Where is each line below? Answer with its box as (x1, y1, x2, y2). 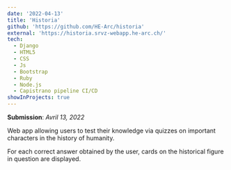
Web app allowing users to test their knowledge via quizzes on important (7, 126, 216, 135)
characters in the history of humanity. (7, 134, 115, 142)
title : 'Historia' (7, 17, 61, 24)
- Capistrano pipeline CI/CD (13, 87, 98, 94)
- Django (13, 42, 39, 49)
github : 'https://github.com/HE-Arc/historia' (7, 23, 145, 30)
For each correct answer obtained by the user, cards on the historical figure (7, 147, 224, 155)
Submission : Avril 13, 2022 (7, 113, 85, 121)
